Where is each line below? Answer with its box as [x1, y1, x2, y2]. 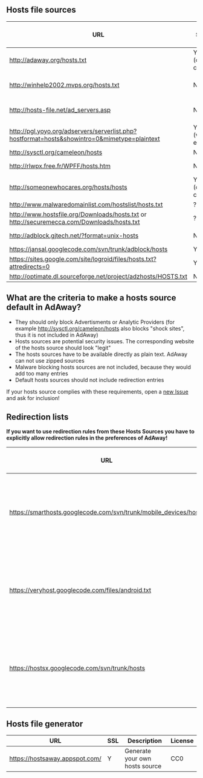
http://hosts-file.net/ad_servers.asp [9, 105, 111, 114]
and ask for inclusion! [6, 394, 60, 401]
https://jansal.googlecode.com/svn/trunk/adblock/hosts [9, 245, 168, 253]
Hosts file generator [6, 719, 83, 729]
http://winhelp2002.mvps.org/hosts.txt [9, 81, 120, 89]
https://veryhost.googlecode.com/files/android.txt [9, 586, 152, 595]
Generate [124, 747, 152, 756]
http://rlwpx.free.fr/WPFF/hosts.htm [9, 162, 111, 170]
